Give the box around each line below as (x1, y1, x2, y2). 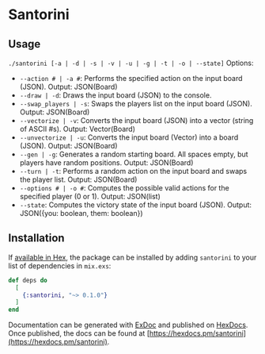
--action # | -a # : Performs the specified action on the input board (19, 74, 243, 83)
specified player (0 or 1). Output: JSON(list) (19, 192, 161, 201)
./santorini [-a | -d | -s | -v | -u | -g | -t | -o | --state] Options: (8, 58, 254, 67)
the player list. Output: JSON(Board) (19, 175, 138, 184)
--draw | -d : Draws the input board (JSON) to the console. (19, 90, 212, 100)
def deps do (8, 276, 47, 284)
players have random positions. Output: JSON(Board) (19, 158, 194, 167)
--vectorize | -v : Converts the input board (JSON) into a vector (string (19, 116, 254, 125)
